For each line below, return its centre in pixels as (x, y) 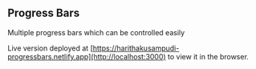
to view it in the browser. (208, 56)
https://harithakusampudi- (136, 48)
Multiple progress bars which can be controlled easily (96, 32)
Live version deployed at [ (50, 48)
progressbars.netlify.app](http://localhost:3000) (87, 56)
